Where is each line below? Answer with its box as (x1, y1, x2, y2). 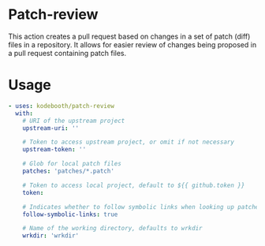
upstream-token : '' (22, 146, 87, 154)
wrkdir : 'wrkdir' (22, 232, 80, 240)
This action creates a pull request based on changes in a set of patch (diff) (8, 32, 251, 41)
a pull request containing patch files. (8, 48, 127, 58)
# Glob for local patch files (22, 160, 122, 168)
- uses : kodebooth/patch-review (8, 102, 114, 110)
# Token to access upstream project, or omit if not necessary (22, 138, 235, 147)
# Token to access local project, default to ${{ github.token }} (22, 181, 245, 189)
